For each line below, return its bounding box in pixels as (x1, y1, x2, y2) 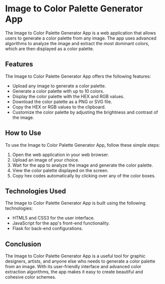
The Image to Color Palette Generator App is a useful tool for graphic (5, 253, 146, 259)
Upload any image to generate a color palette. (12, 83, 107, 89)
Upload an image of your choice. (12, 157, 79, 163)
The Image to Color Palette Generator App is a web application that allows (5, 30, 156, 36)
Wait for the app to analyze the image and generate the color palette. (12, 162, 153, 168)
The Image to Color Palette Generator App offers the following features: (5, 73, 151, 79)
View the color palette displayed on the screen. (12, 167, 109, 173)
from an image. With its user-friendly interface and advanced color (5, 264, 142, 270)
